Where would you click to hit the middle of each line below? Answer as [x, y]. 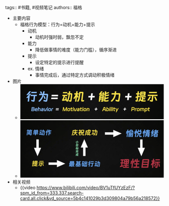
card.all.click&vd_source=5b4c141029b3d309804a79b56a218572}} [90, 198]
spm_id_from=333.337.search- [52, 193]
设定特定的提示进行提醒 [59, 62]
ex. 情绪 [36, 69]
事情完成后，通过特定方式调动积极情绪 [75, 75]
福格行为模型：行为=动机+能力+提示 [58, 24]
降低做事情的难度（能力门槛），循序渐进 [76, 50]
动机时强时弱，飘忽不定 [59, 37]
